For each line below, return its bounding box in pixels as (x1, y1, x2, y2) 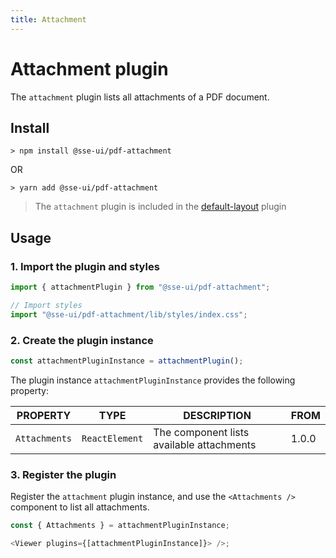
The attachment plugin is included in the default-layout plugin (34, 201, 287, 213)
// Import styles (10, 300, 83, 310)
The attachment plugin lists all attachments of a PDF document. (10, 91, 270, 103)
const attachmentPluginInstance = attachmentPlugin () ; (10, 356, 244, 366)
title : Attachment (10, 14, 87, 25)
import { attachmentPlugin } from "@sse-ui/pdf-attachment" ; (10, 282, 271, 293)
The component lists (153, 425, 250, 439)
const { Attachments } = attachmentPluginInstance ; (10, 521, 230, 531)
